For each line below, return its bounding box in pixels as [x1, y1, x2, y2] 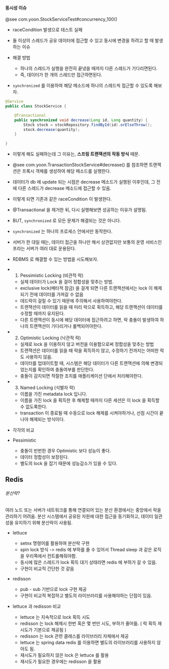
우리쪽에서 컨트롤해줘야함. [25, 553, 77, 559]
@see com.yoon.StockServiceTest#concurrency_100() [5, 16, 118, 22]
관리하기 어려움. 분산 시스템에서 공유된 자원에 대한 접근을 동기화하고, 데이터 [5, 513, 153, 519]
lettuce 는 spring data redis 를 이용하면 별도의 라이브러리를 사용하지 [20, 639, 156, 645]
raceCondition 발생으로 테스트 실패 [12, 27, 83, 33]
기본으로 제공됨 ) [33, 626, 67, 632]
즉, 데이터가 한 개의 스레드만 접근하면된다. [20, 72, 102, 78]
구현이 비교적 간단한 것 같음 [20, 566, 74, 572]
